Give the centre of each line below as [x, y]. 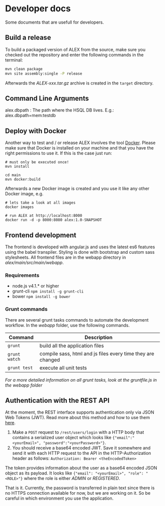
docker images [20, 207]
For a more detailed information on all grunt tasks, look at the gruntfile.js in [81, 380]
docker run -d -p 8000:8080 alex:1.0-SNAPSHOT [54, 220]
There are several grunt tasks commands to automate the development [77, 320]
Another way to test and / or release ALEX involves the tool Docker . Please [80, 143]
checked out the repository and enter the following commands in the [74, 55]
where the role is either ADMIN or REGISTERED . [72, 478]
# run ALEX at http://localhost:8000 [44, 216]
